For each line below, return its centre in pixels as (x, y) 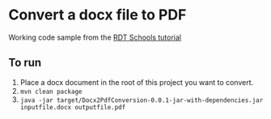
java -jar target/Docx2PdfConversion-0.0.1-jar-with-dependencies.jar (142, 100)
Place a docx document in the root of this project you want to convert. (137, 82)
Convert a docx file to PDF (97, 15)
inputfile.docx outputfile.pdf (73, 107)
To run (25, 63)
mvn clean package (51, 91)
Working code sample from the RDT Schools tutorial (95, 37)
